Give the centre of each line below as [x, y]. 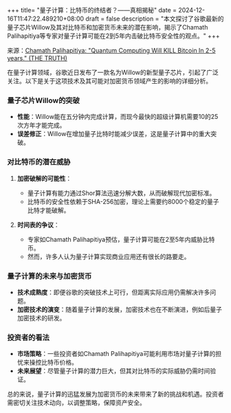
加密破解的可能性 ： [44, 178]
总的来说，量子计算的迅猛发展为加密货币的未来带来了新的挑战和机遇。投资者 [115, 394]
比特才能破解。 [48, 210]
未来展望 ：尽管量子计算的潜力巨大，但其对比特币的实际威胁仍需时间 [113, 371]
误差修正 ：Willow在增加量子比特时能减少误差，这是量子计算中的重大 [114, 134]
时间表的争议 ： [38, 225]
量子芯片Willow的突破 [44, 100]
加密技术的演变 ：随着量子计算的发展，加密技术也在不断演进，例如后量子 [119, 309]
